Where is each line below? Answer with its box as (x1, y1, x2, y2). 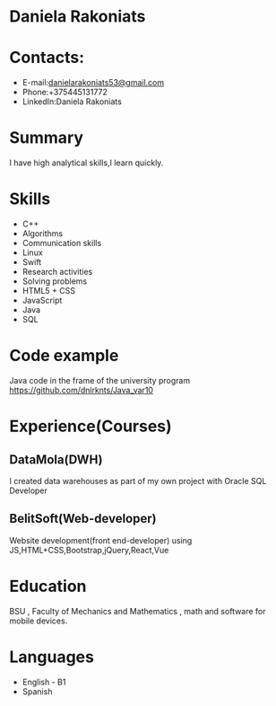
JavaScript (22, 295, 63, 305)
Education (9, 576, 87, 596)
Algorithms (22, 228, 64, 239)
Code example (9, 346, 119, 366)
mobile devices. (9, 615, 68, 626)
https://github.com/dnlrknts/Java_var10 (9, 384, 154, 395)
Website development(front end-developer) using (9, 534, 193, 545)
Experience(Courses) (9, 416, 172, 437)
